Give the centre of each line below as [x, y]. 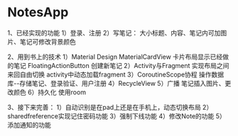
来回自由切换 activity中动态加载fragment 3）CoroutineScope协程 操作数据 [116, 74]
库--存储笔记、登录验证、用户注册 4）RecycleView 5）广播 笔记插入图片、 [116, 83]
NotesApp [38, 12]
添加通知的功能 [29, 125]
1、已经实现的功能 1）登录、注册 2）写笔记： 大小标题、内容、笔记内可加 [114, 33]
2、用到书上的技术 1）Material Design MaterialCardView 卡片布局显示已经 [115, 57]
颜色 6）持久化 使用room [50, 92]
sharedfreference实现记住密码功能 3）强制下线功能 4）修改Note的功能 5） [117, 116]
